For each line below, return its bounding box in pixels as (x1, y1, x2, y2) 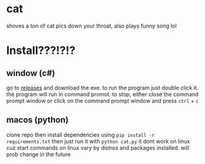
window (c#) (6, 68, 55, 78)
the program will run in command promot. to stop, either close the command (6, 91, 199, 98)
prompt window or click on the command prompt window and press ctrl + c (6, 97, 199, 104)
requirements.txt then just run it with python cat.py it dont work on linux (6, 137, 190, 145)
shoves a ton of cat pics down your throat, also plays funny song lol (6, 22, 177, 29)
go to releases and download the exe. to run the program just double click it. (6, 84, 199, 91)
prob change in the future (6, 151, 71, 158)
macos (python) (6, 115, 69, 125)
